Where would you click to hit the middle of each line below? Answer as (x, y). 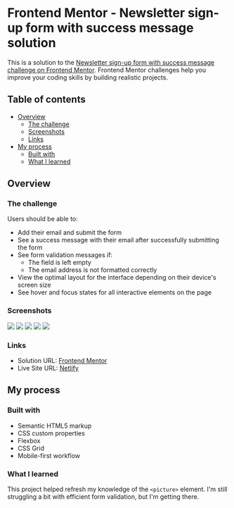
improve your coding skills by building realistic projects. (88, 77)
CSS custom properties (51, 433)
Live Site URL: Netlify (48, 368)
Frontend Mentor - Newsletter (96, 13)
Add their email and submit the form (70, 233)
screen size (34, 285)
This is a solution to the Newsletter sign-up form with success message (111, 62)
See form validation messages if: (65, 255)
